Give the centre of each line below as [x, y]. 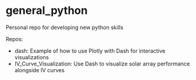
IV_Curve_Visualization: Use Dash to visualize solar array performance [102, 64]
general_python [47, 11]
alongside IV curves [40, 70]
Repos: [15, 39]
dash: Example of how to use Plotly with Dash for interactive [90, 51]
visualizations [32, 57]
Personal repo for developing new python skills [65, 27]
